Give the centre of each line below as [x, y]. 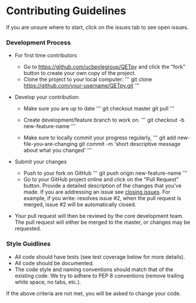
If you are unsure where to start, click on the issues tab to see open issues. [97, 27]
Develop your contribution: [47, 97]
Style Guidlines [29, 244]
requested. [28, 229]
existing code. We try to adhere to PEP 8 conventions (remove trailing [99, 275]
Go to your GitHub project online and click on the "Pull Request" [101, 180]
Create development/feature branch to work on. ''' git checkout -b [104, 120]
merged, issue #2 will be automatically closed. [80, 204]
